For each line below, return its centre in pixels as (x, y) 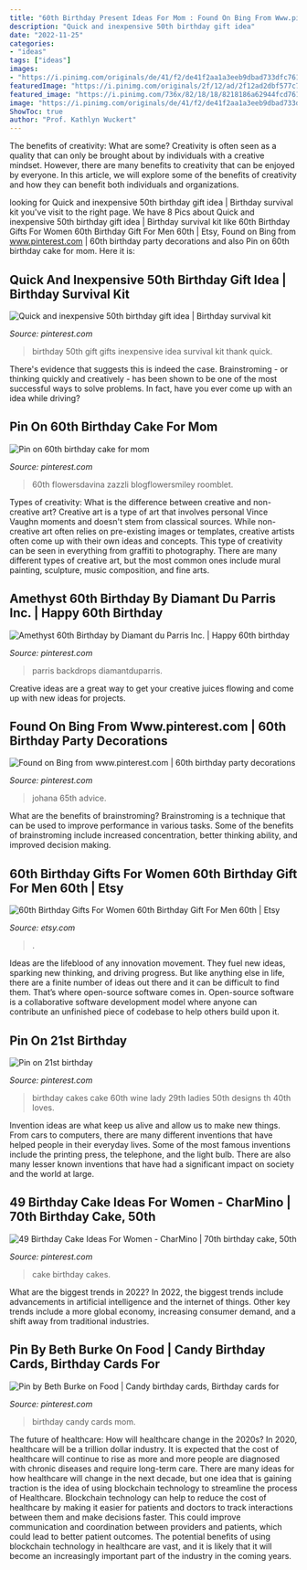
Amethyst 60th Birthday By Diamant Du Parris (143, 599)
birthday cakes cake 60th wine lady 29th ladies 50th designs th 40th (161, 1098)
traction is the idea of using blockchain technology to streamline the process (153, 1488)
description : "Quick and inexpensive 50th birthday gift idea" (132, 27)
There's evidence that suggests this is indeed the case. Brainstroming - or (149, 369)
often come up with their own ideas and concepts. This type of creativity (146, 541)
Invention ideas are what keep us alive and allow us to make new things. (145, 1125)
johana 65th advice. (69, 798)
